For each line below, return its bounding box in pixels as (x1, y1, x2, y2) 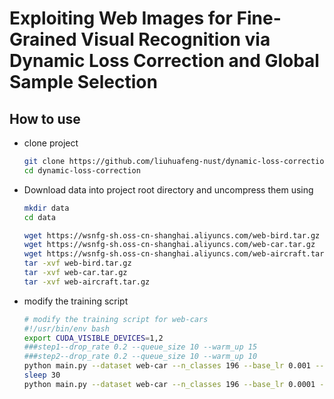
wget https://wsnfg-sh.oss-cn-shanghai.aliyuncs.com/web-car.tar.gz (23, 240, 316, 250)
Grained (9, 28, 77, 51)
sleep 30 (23, 370, 61, 380)
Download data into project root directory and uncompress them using (23, 183, 314, 196)
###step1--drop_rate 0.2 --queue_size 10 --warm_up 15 (23, 342, 258, 352)
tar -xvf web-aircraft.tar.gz (23, 277, 151, 287)
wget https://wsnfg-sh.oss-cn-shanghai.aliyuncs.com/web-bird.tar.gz (23, 230, 321, 241)
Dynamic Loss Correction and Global (9, 50, 320, 72)
